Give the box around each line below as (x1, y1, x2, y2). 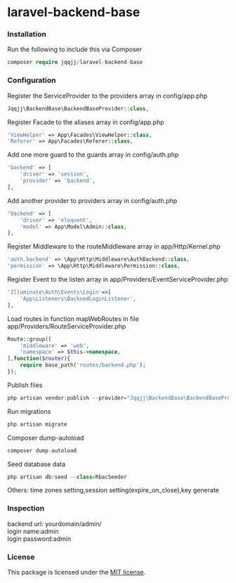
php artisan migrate (7, 421, 68, 428)
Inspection (7, 504, 45, 513)
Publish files (7, 381, 43, 389)
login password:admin (7, 535, 72, 543)
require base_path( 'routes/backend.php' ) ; (20, 362, 146, 369)
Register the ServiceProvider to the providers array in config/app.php (7, 91, 208, 100)
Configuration (7, 75, 56, 85)
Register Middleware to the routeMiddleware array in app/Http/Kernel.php (7, 242, 221, 251)
